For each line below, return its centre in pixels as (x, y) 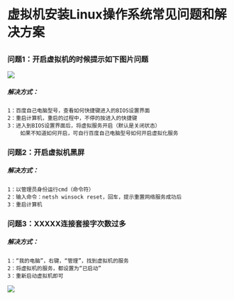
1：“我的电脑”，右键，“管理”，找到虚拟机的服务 (68, 261)
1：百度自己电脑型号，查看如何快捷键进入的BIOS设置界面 (79, 111)
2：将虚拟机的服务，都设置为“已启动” (54, 268)
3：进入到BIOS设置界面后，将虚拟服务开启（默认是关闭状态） (84, 126)
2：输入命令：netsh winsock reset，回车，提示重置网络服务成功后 (95, 197)
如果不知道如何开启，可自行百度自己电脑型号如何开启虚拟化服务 (99, 133)
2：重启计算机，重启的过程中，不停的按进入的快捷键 (72, 118)
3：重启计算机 (25, 204)
